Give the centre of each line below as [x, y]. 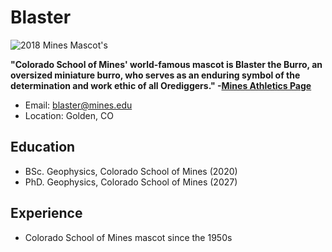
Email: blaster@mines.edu [78, 105]
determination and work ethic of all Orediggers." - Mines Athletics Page [161, 85]
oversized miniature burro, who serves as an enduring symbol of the [155, 75]
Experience [46, 213]
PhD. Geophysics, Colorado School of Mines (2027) [131, 182]
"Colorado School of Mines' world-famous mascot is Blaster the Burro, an [166, 64]
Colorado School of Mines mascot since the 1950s [128, 237]
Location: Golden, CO [69, 115]
